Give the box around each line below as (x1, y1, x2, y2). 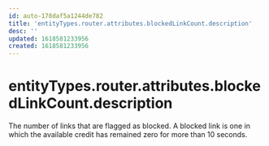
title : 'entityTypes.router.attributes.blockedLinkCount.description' (8, 19, 253, 28)
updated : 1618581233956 (8, 34, 89, 43)
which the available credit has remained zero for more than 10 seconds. (8, 130, 248, 140)
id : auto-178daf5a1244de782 (8, 11, 104, 20)
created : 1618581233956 (8, 42, 89, 50)
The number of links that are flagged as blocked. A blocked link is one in (8, 121, 250, 131)
